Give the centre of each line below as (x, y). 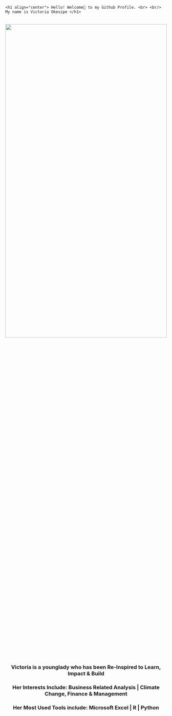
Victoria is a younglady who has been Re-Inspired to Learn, (86, 667)
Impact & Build (86, 673)
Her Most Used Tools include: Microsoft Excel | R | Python (86, 707)
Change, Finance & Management (86, 693)
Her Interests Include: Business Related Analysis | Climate (86, 687)
